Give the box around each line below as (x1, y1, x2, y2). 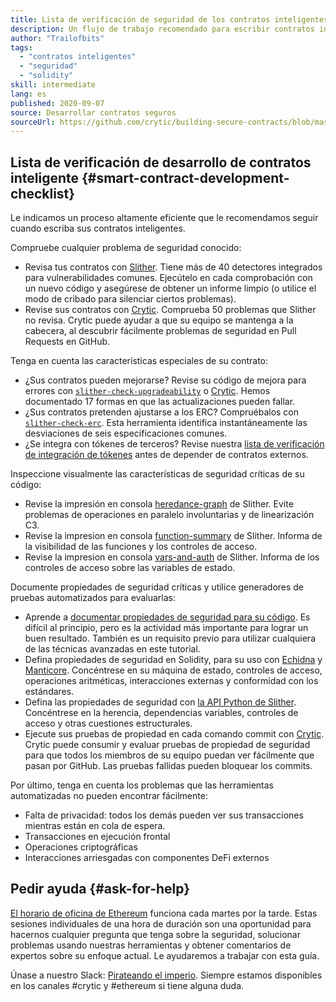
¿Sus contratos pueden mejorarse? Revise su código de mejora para (24, 374, 307, 386)
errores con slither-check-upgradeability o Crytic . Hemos (24, 385, 271, 397)
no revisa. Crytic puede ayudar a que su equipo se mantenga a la (24, 314, 294, 326)
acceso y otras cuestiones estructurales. (24, 717, 193, 730)
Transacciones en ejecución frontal (24, 831, 171, 843)
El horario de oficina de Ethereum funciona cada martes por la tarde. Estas (10, 907, 318, 919)
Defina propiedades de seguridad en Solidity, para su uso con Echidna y (24, 654, 323, 666)
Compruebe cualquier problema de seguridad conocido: (10, 242, 242, 254)
